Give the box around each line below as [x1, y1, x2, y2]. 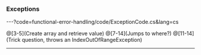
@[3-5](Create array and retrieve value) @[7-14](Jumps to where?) [6, 30, 172, 37]
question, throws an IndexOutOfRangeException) [22, 36, 142, 44]
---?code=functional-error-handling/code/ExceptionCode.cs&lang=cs [6, 19, 179, 26]
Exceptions [6, 5, 40, 13]
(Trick [6, 36, 21, 44]
